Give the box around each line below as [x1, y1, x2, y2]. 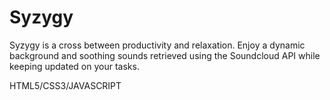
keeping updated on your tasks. [9, 60, 140, 72]
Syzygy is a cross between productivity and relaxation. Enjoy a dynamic [9, 39, 306, 51]
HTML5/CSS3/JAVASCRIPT [9, 79, 122, 91]
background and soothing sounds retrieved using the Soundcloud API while [9, 49, 321, 61]
